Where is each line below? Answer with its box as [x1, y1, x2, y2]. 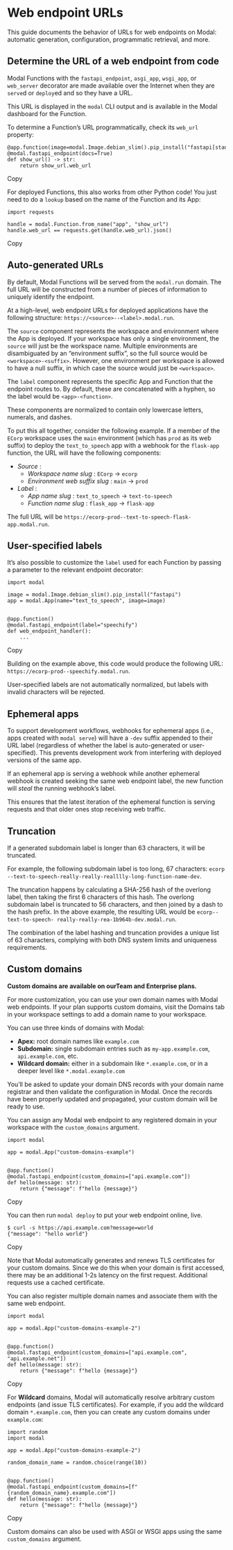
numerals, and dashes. [7, 412, 73, 421]
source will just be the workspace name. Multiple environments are [7, 341, 198, 350]
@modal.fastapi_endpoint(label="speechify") [7, 622, 138, 629]
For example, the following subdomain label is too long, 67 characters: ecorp [7, 864, 225, 873]
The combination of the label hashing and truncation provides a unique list [7, 928, 220, 937]
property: [7, 130, 34, 138]
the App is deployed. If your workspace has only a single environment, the [7, 334, 220, 342]
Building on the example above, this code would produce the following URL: [7, 659, 223, 668]
